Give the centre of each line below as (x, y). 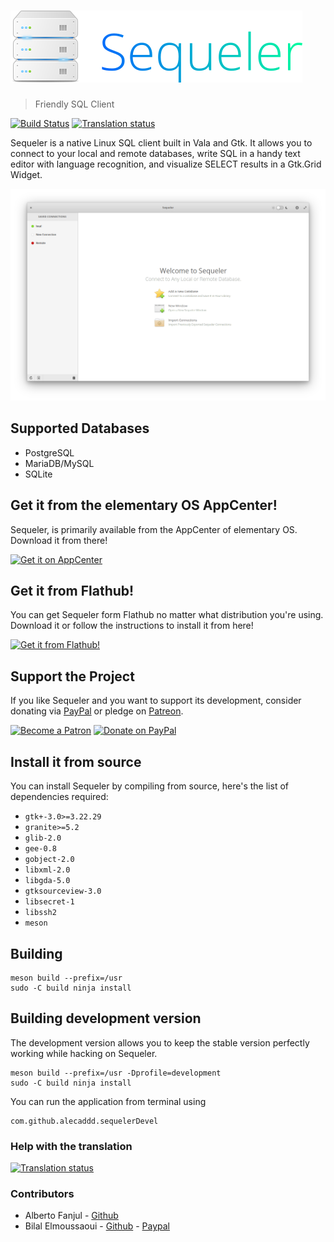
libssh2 (40, 913)
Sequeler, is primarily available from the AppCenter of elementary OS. (154, 529)
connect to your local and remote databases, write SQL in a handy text (155, 153)
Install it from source (76, 761)
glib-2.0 (43, 838)
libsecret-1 (49, 902)
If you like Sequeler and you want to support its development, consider (156, 701)
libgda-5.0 (47, 881)
